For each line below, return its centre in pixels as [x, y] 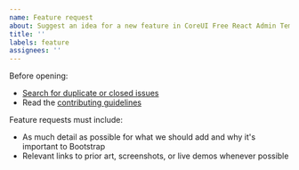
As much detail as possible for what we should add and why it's [139, 137]
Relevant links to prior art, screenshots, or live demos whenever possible [155, 156]
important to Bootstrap [64, 147]
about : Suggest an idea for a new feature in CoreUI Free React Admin [143, 26]
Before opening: [39, 76]
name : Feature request [51, 17]
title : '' [28, 34]
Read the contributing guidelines [82, 102]
